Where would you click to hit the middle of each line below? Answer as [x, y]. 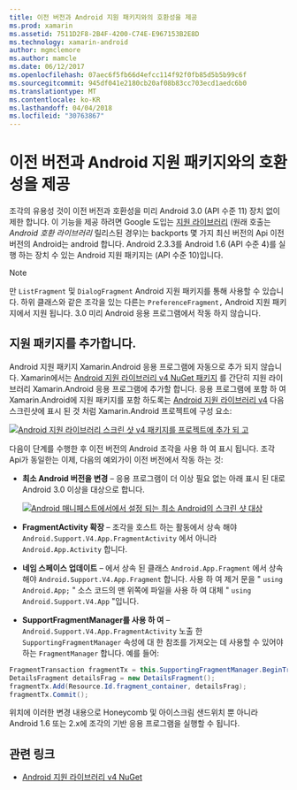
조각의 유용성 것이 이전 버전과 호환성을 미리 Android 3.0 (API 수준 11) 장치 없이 [145, 211]
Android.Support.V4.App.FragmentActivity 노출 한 [112, 631]
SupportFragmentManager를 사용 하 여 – [96, 619]
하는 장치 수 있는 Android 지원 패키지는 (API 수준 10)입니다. [121, 255]
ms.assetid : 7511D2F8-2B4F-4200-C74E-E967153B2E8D [104, 34]
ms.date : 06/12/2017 [47, 67]
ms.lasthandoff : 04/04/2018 [61, 108]
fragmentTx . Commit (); [49, 694]
